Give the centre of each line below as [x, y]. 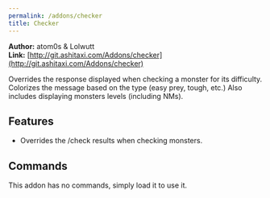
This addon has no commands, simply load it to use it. [98, 185]
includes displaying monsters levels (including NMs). [96, 96]
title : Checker [34, 23]
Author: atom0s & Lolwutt [52, 46]
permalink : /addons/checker [56, 16]
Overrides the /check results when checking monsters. [111, 141]
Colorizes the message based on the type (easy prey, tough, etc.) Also [126, 87]
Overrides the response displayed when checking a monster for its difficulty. [135, 79]
